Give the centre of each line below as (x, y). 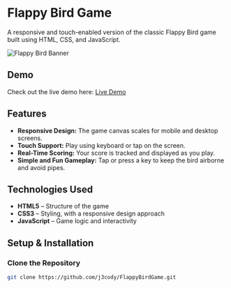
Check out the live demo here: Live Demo (67, 91)
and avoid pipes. (41, 167)
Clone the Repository (44, 263)
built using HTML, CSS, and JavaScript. (64, 39)
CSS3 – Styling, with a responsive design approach (91, 213)
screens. (30, 138)
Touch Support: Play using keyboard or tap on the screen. (102, 145)
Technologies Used (50, 189)
